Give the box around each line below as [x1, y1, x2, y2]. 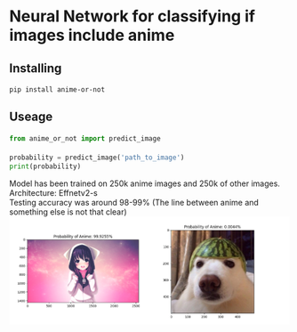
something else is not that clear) [9, 206, 127, 217]
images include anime [9, 25, 175, 45]
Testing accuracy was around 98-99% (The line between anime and [9, 198, 260, 208]
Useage [9, 109, 53, 125]
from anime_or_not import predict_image [9, 134, 162, 143]
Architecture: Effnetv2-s [9, 188, 98, 198]
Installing [9, 61, 62, 76]
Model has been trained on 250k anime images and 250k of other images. [9, 178, 280, 189]
